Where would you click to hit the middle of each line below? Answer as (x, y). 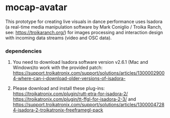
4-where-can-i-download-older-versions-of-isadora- (69, 79)
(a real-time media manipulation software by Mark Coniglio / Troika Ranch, (84, 27)
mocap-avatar (36, 7)
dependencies (24, 51)
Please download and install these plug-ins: (59, 88)
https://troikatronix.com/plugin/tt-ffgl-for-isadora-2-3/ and (75, 99)
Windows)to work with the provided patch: (58, 67)
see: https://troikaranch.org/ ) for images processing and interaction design (84, 32)
